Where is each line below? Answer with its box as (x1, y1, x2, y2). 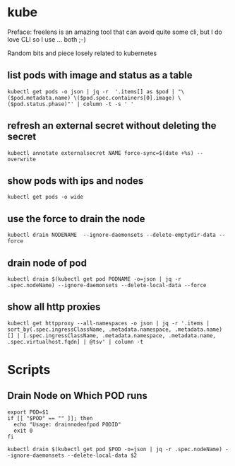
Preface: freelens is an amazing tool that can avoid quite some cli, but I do (7, 28, 222, 36)
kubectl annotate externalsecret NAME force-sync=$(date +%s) (7, 149, 194, 156)
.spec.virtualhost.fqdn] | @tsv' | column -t (7, 338, 143, 345)
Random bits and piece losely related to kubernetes (7, 49, 157, 57)
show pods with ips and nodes (7, 175, 144, 187)
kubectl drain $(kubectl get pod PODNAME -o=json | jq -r (7, 276, 181, 283)
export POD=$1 (7, 408, 49, 416)
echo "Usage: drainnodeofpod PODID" (13, 421, 121, 428)
